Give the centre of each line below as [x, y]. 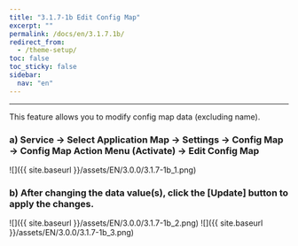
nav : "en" [35, 83]
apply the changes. [52, 204]
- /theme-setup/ [47, 50]
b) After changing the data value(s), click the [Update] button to [149, 193]
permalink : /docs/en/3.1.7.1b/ [67, 34]
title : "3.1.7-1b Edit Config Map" [75, 17]
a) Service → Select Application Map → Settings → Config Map [146, 140]
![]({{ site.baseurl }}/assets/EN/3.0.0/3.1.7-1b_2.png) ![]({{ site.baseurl [136, 223]
